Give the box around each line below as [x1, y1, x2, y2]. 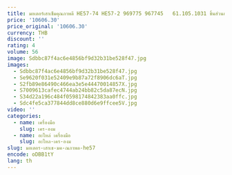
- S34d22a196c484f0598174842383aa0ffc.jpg [13, 94, 137, 101]
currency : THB [7, 29, 48, 37]
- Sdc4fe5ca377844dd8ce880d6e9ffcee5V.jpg [13, 100, 137, 107]
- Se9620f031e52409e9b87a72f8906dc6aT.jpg [13, 74, 137, 81]
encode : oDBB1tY [7, 151, 54, 158]
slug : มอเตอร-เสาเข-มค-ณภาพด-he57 [7, 145, 96, 152]
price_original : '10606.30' [7, 23, 88, 30]
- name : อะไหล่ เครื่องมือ [13, 132, 71, 138]
